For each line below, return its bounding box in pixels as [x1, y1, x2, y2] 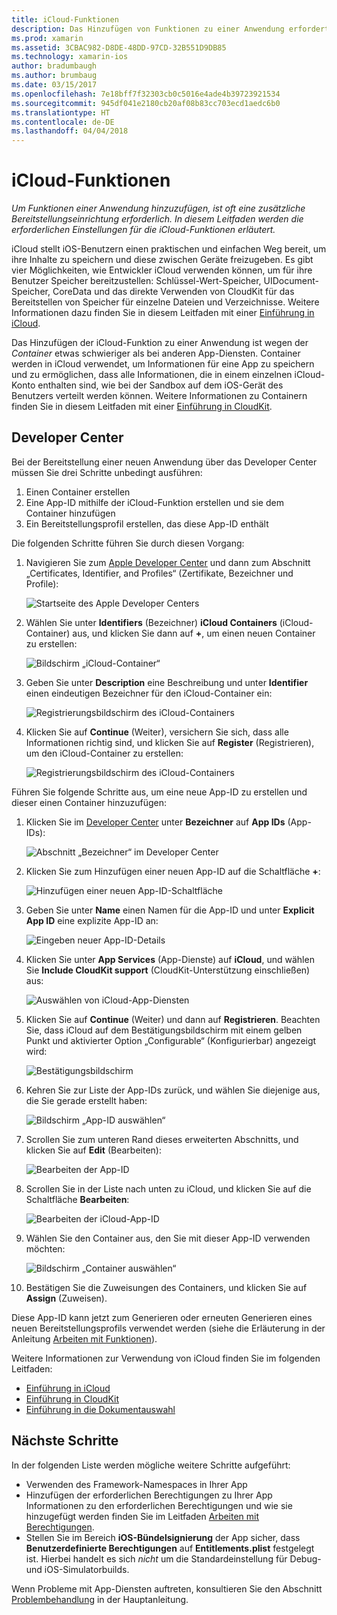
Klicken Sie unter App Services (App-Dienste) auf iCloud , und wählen [25, 953, 315, 965]
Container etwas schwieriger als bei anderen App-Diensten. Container [11, 347, 301, 360]
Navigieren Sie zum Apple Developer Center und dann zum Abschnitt [25, 556, 311, 568]
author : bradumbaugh [11, 61, 98, 71]
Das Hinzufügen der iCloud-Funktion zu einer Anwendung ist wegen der [11, 337, 309, 349]
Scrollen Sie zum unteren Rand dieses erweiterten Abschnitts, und [25, 1133, 299, 1145]
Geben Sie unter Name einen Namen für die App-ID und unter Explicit [25, 904, 315, 916]
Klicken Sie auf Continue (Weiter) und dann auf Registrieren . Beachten [25, 1013, 321, 1025]
